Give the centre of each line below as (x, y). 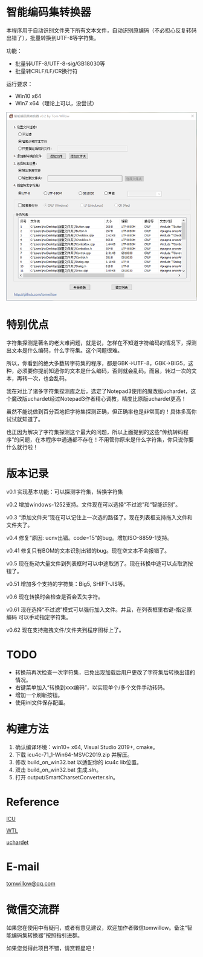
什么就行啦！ (22, 447)
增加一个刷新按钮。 (39, 695)
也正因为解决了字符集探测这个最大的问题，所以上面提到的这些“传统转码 (95, 432)
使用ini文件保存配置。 (42, 702)
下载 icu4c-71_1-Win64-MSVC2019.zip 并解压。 (74, 754)
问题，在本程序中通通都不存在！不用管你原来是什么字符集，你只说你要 (107, 440)
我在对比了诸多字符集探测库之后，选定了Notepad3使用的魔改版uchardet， (99, 391)
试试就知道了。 (25, 419)
